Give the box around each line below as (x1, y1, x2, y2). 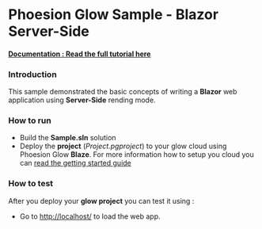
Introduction (8, 69, 57, 80)
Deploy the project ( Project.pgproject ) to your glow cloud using (19, 141, 227, 151)
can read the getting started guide (19, 158, 132, 168)
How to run (8, 115, 51, 126)
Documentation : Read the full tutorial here (8, 49, 151, 59)
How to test (8, 178, 54, 189)
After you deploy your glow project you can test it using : (8, 196, 195, 205)
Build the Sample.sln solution (19, 133, 116, 143)
